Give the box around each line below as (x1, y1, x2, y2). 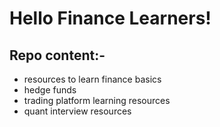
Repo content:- (9, 47, 106, 64)
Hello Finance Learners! (9, 7, 212, 30)
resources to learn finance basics (23, 73, 162, 85)
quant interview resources (23, 105, 132, 117)
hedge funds (23, 84, 77, 96)
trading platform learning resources (23, 95, 171, 106)
